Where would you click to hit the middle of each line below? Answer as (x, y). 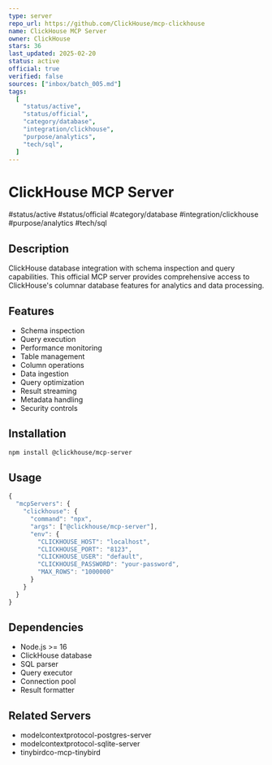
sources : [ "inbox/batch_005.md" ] (65, 84)
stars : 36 (25, 46)
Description (39, 249)
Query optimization (52, 382)
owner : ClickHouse (39, 39)
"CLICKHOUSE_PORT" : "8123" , (85, 549)
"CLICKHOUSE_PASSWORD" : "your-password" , (109, 564)
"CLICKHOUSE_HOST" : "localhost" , (94, 542)
